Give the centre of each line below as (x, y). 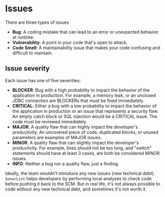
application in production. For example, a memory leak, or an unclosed (84, 95)
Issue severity (27, 69)
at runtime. (23, 37)
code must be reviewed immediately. (50, 121)
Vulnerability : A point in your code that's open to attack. (70, 42)
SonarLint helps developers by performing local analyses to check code (79, 178)
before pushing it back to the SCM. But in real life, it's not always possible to (83, 184)
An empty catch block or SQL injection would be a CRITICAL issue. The (85, 116)
